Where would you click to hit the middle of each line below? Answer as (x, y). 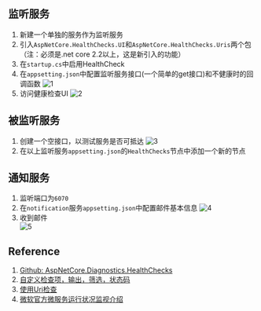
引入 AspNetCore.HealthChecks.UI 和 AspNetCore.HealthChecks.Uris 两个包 (135, 44)
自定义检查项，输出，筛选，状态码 (75, 280)
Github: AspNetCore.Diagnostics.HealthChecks (96, 270)
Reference (34, 251)
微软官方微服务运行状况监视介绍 (71, 299)
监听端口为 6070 (44, 198)
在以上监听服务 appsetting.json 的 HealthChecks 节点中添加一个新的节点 (132, 151)
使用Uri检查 (38, 290)
